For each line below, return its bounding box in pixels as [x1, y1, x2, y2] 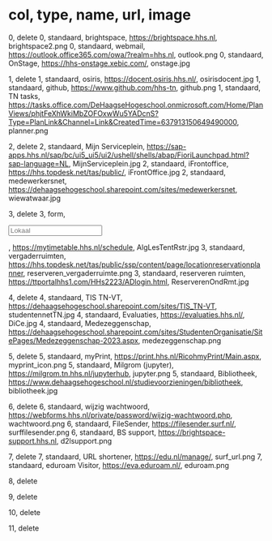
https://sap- [147, 141, 187, 151]
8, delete [8, 476, 38, 486]
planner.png [8, 126, 49, 135]
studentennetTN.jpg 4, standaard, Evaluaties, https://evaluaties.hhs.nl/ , [8, 310, 245, 320]
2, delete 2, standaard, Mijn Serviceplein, [8, 141, 146, 151]
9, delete [8, 492, 38, 501]
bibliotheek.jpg [8, 385, 58, 395]
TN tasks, [8, 91, 40, 101]
